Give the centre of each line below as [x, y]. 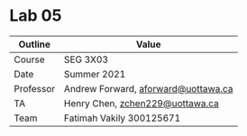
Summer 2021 [95, 74]
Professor [35, 88]
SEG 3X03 [86, 59]
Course [29, 59]
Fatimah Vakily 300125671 [122, 118]
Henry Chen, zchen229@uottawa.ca [141, 103]
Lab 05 [36, 16]
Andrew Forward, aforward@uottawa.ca [148, 88]
